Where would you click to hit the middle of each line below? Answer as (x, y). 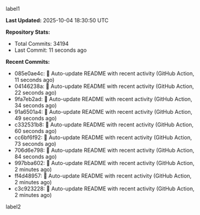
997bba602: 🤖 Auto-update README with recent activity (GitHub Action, (104, 163)
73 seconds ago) (35, 144)
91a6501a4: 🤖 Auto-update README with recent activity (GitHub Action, (103, 112)
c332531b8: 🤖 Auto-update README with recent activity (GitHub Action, (104, 125)
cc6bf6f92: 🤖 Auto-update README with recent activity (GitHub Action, (103, 137)
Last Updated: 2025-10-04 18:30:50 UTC (57, 20)
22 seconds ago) (35, 92)
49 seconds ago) (36, 118)
